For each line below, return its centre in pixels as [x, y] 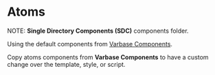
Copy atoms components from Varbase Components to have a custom [108, 57]
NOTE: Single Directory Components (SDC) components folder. [98, 31]
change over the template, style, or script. [66, 64]
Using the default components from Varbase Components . [90, 44]
